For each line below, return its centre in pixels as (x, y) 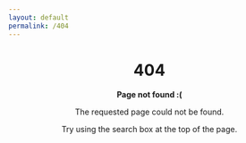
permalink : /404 (38, 26)
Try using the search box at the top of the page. (149, 130)
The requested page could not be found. (149, 112)
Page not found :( (149, 95)
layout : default (38, 17)
